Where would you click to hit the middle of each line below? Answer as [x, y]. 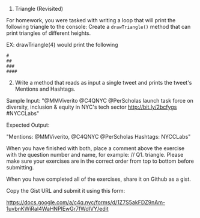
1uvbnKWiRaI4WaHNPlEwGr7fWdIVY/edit [58, 209]
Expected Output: [28, 125]
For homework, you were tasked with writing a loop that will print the [91, 20]
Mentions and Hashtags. [45, 89]
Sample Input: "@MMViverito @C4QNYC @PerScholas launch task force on [100, 101]
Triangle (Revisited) [39, 9]
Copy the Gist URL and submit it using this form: [66, 191]
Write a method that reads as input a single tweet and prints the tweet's [103, 83]
